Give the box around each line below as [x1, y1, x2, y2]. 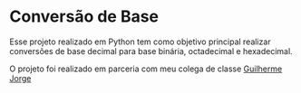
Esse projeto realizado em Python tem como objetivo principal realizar [9, 36, 271, 47]
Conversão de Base [9, 6, 160, 27]
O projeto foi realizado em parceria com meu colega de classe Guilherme [9, 63, 283, 74]
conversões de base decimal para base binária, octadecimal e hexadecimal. [9, 45, 293, 56]
